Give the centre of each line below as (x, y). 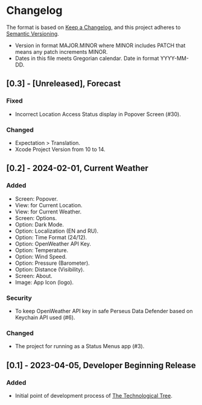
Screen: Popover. (36, 199)
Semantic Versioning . (33, 33)
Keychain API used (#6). (45, 317)
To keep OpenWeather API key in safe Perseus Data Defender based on (104, 311)
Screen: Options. (36, 218)
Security (19, 298)
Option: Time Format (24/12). (51, 237)
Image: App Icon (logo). (44, 282)
